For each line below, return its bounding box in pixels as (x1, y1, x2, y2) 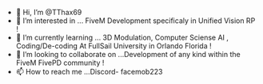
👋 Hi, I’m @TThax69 (15, 8, 82, 17)
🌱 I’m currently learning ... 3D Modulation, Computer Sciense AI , (15, 32, 229, 42)
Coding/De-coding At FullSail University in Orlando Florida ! (15, 41, 212, 51)
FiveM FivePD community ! (15, 58, 105, 67)
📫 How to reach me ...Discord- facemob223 (15, 67, 163, 76)
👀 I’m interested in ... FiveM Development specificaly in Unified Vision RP (15, 16, 256, 25)
